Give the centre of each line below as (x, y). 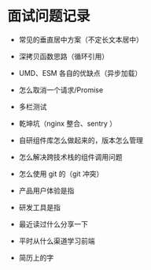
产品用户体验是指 (46, 190)
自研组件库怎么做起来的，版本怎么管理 (81, 140)
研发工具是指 (39, 207)
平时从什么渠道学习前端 (57, 241)
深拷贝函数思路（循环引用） (64, 56)
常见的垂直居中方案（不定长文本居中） (81, 39)
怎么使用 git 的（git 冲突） (61, 174)
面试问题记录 (49, 16)
